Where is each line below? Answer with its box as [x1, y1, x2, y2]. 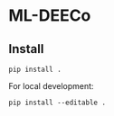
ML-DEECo [8, 5, 91, 26]
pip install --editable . [8, 98, 106, 107]
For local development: [8, 81, 94, 91]
